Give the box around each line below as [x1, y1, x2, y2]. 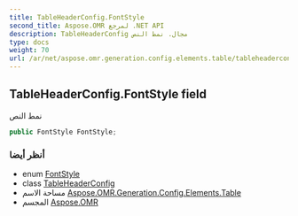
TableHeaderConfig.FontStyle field [9, 87, 207, 102]
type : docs [9, 37, 50, 47]
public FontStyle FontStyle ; [9, 127, 117, 136]
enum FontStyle [21, 168, 81, 179]
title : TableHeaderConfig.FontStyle [9, 12, 145, 22]
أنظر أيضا [9, 148, 45, 160]
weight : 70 [9, 46, 50, 55]
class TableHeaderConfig [21, 178, 115, 189]
